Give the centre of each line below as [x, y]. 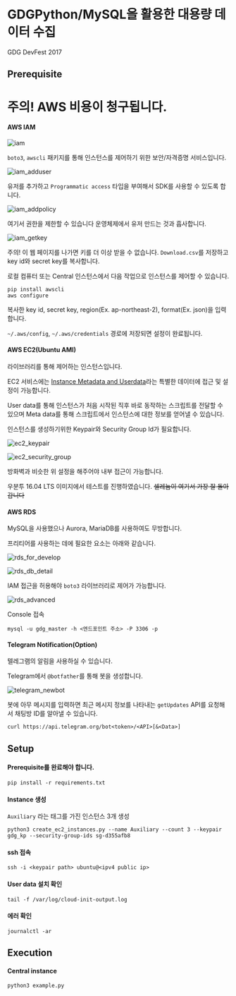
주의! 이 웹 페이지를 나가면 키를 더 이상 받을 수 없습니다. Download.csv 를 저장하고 [118, 252]
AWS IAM [21, 127]
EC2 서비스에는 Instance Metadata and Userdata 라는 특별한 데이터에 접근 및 [114, 381]
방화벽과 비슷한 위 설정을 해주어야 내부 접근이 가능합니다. [85, 471]
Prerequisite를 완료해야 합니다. [51, 767]
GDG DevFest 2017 [35, 52]
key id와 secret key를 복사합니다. [54, 261]
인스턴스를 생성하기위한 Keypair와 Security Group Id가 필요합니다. [99, 429]
